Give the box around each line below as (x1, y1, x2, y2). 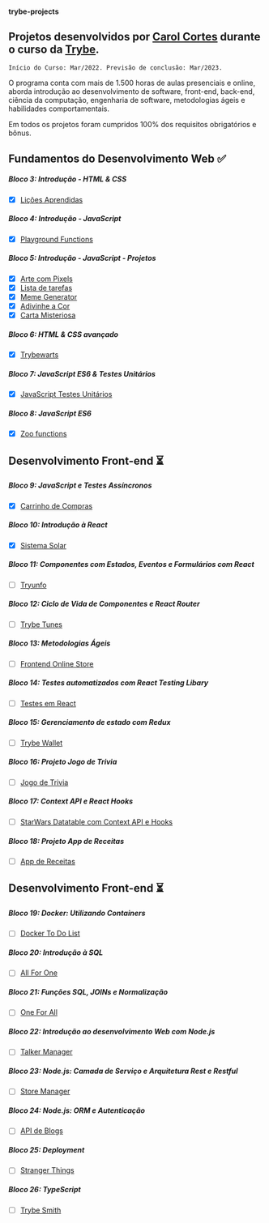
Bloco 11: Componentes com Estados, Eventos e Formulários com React (8, 560, 255, 569)
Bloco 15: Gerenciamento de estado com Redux (8, 718, 172, 727)
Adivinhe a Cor (19, 301, 70, 311)
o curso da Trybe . (8, 42, 100, 56)
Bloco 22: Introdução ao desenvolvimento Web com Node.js (8, 1027, 216, 1037)
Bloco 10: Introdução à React (8, 520, 108, 530)
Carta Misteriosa (19, 310, 76, 320)
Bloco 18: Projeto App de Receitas (8, 836, 124, 846)
